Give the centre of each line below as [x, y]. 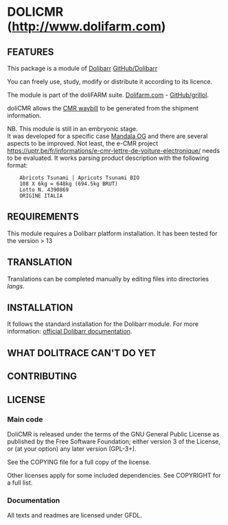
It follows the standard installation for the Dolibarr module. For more [103, 324]
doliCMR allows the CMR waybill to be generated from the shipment [103, 108]
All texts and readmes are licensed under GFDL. [75, 515]
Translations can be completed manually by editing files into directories [108, 279]
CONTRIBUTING [42, 376]
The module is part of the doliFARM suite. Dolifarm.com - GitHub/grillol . [108, 95]
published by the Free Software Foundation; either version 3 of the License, [114, 441]
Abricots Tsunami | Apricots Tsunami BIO [79, 178]
